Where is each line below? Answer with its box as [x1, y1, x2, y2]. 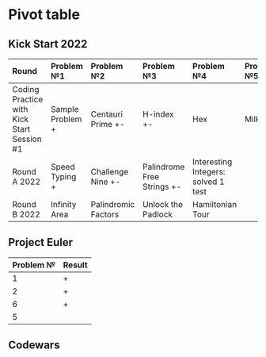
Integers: [192, 167, 226, 177]
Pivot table [8, 6, 81, 24]
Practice [12, 94, 44, 105]
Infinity [50, 199, 77, 209]
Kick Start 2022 [8, 37, 88, 51]
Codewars [8, 339, 61, 352]
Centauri [90, 109, 123, 120]
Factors [90, 209, 120, 220]
